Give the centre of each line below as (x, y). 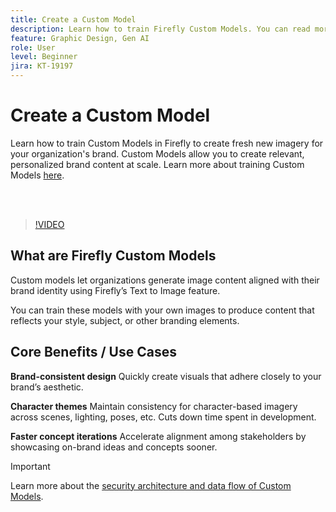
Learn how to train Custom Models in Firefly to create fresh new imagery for (167, 143)
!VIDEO (49, 224)
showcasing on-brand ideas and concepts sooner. (114, 447)
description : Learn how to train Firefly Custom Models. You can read (160, 29)
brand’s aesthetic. (47, 387)
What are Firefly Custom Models (113, 256)
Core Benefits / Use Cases (93, 352)
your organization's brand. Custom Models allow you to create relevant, (157, 153)
